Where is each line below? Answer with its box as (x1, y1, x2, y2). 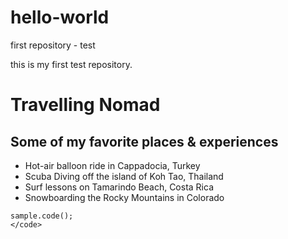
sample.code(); (10, 211, 74, 221)
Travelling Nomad (10, 94, 161, 116)
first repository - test (10, 39, 96, 51)
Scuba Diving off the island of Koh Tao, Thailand (24, 170, 224, 182)
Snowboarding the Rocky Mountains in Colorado (24, 191, 225, 203)
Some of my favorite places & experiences (10, 133, 279, 150)
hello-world (10, 6, 110, 29)
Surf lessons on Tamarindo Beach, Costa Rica (24, 181, 214, 193)
